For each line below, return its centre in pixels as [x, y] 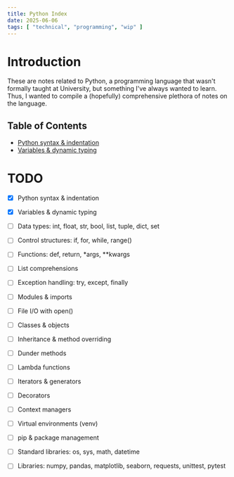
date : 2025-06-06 [33, 20]
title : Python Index [38, 14]
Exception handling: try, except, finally [73, 283]
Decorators [34, 395]
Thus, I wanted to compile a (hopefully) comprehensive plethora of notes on [117, 96]
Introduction [44, 62]
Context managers [44, 409]
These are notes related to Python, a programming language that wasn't [111, 81]
